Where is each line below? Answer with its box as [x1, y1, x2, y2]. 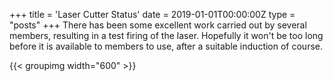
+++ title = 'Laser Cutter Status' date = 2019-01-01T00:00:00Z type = [9, 9, 296, 20]
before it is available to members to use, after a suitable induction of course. [9, 40, 323, 52]
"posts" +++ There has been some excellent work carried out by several [9, 19, 307, 31]
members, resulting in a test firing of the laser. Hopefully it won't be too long [9, 30, 324, 41]
